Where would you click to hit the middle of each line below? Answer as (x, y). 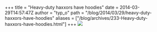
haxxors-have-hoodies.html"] (36, 24)
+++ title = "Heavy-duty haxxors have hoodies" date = (62, 7)
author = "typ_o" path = (59, 13)
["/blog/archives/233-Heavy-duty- (112, 18)
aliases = (65, 18)
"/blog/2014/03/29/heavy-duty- (118, 13)
